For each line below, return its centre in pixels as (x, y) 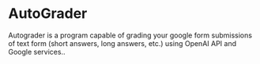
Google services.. (37, 52)
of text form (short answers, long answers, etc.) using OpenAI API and (122, 43)
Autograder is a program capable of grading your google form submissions (130, 35)
